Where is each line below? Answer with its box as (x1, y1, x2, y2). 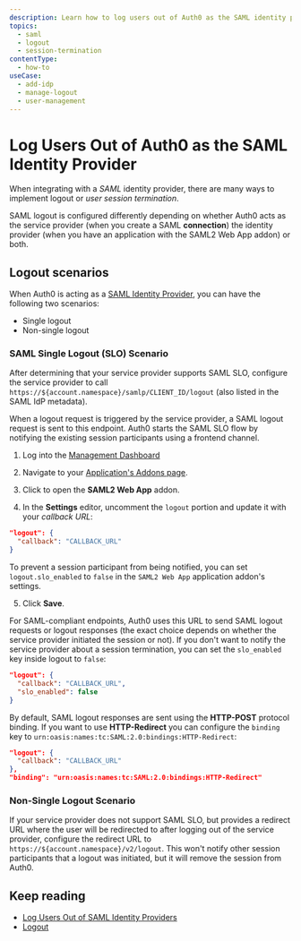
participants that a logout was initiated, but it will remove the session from (9, 852, 282, 864)
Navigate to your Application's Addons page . (21, 467, 188, 478)
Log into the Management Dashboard (21, 449, 160, 461)
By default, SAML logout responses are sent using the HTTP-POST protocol (9, 712, 289, 723)
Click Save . (21, 598, 65, 609)
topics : (9, 21, 39, 30)
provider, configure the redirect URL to (9, 834, 152, 844)
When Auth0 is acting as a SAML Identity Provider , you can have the (9, 288, 262, 300)
